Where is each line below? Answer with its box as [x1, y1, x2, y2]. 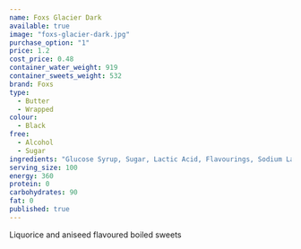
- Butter [17, 96, 50, 106]
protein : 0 [9, 180, 50, 189]
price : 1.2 [9, 47, 50, 56]
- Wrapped [17, 105, 54, 114]
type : [9, 88, 30, 97]
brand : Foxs [9, 80, 54, 89]
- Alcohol [17, 138, 54, 147]
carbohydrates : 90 [9, 188, 78, 197]
